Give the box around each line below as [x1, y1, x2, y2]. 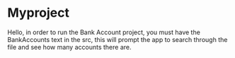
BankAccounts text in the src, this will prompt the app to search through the [7, 35, 228, 43]
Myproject [7, 5, 69, 21]
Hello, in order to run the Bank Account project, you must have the [7, 28, 200, 36]
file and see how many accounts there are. [7, 43, 132, 51]
